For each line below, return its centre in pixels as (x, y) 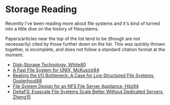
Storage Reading (41, 9)
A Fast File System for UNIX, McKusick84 (56, 70)
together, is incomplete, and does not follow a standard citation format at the (85, 49)
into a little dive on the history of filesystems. (52, 28)
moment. (14, 55)
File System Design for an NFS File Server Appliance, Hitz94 (76, 86)
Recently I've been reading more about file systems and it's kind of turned (83, 23)
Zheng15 (22, 97)
